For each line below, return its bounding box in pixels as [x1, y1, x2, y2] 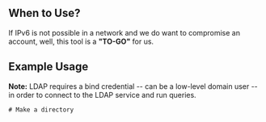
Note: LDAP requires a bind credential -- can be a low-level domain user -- [8, 81, 259, 91]
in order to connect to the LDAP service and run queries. [8, 90, 196, 99]
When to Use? [8, 6, 81, 20]
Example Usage [8, 60, 89, 74]
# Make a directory [8, 105, 74, 114]
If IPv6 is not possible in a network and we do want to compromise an [8, 27, 241, 37]
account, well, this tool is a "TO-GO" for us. [8, 36, 154, 46]
